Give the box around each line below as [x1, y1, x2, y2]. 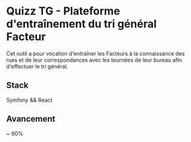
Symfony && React [6, 96, 53, 103]
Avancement [6, 114, 56, 124]
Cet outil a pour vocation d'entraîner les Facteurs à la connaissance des [6, 50, 185, 57]
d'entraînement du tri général [6, 17, 157, 31]
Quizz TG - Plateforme [6, 4, 120, 18]
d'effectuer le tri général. [6, 62, 68, 70]
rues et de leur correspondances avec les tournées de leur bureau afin [6, 56, 183, 63]
